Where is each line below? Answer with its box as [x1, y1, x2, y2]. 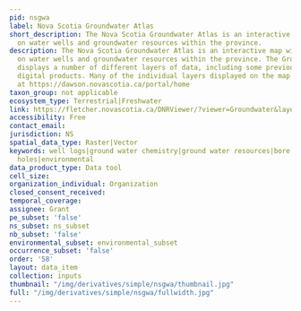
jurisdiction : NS [9, 130, 74, 139]
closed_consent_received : [9, 188, 106, 197]
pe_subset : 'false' [9, 212, 82, 222]
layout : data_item [9, 263, 78, 272]
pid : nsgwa [9, 13, 50, 22]
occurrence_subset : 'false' [9, 246, 115, 255]
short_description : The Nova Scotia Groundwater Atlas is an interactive [9, 30, 291, 39]
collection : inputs [9, 272, 82, 281]
